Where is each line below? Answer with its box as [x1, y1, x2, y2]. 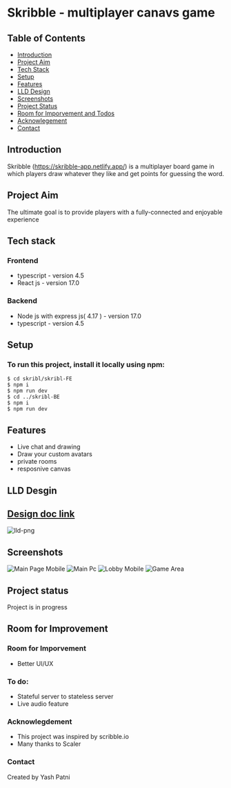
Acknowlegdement [7, 716, 72, 726]
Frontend [7, 255, 39, 265]
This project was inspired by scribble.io [17, 733, 130, 741]
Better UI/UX [17, 659, 54, 667]
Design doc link [7, 508, 75, 520]
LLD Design [17, 88, 50, 95]
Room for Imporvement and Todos [17, 109, 115, 117]
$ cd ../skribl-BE [7, 393, 60, 401]
